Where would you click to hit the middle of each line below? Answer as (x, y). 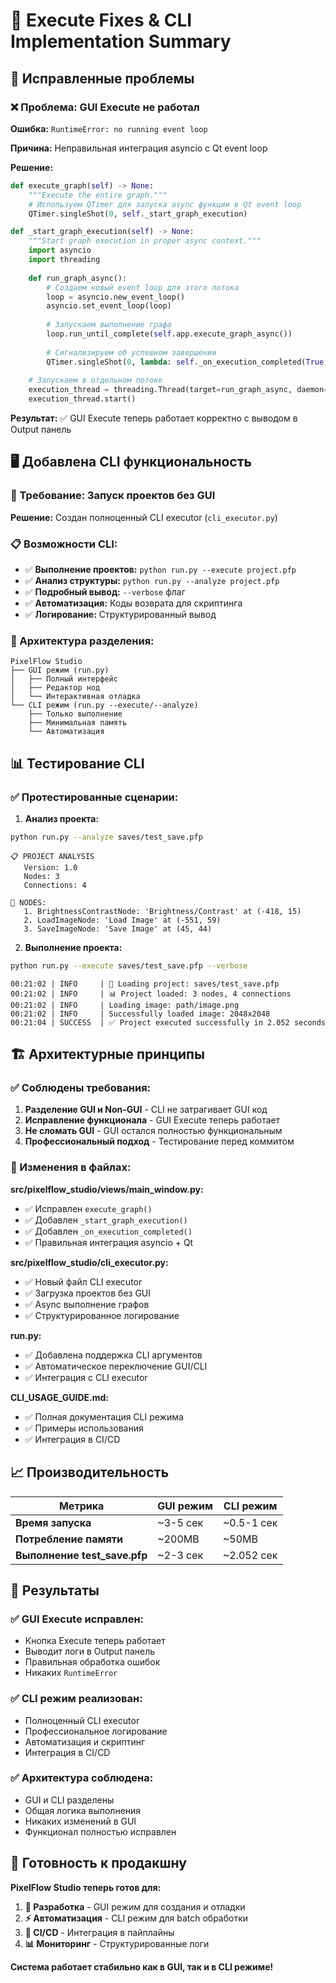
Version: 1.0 (50, 867)
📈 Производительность (90, 1472)
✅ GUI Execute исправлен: (77, 1619)
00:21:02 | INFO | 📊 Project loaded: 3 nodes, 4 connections (151, 994)
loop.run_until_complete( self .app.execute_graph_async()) (169, 334)
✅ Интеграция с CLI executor (86, 1377)
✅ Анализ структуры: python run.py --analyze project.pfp (152, 580)
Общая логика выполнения (83, 1810)
